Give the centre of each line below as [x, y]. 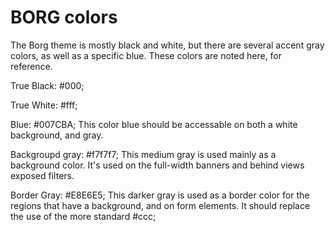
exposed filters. [42, 175]
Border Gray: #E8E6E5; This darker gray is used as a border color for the [160, 195]
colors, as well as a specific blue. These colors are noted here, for [146, 55]
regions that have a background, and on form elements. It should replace [160, 205]
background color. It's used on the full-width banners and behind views [157, 165]
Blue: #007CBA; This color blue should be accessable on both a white [154, 124]
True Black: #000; [47, 85]
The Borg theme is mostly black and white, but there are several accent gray [167, 45]
